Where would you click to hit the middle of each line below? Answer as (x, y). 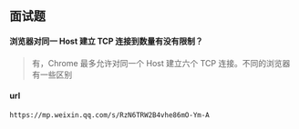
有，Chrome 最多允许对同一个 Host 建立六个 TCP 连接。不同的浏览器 (161, 63)
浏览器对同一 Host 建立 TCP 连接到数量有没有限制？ (106, 41)
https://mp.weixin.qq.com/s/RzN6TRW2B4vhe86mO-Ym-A (109, 115)
